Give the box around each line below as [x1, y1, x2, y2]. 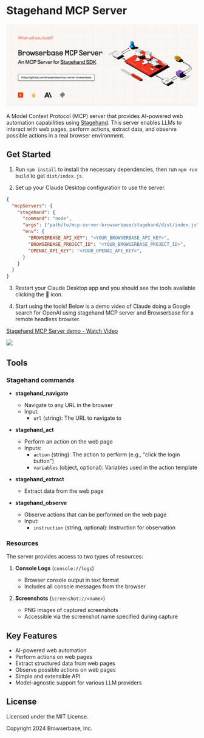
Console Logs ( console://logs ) [15, 565, 94, 572]
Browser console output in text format [24, 576, 120, 584]
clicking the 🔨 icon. [15, 291, 63, 298]
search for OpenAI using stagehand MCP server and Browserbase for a [15, 309, 194, 316]
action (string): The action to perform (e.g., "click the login [33, 451, 180, 458]
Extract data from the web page [24, 487, 104, 495]
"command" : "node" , [22, 215, 72, 222]
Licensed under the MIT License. [6, 712, 89, 720]
